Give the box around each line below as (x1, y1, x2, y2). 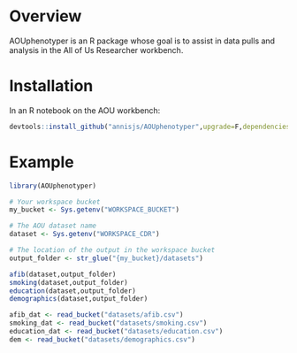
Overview (9, 6, 82, 27)
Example (9, 152, 74, 172)
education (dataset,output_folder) (9, 286, 137, 295)
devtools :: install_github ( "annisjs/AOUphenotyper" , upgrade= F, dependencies (9, 122, 291, 131)
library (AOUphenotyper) (9, 181, 97, 190)
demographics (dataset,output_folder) (9, 295, 148, 303)
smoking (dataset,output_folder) (9, 278, 128, 287)
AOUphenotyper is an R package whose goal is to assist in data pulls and (9, 35, 276, 46)
